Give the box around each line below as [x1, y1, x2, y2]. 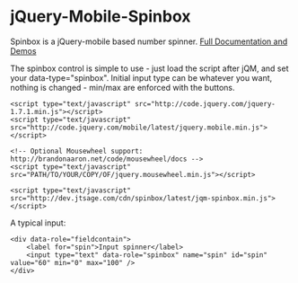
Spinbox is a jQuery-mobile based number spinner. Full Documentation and [10, 36, 288, 47]
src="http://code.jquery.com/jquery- [134, 99, 276, 109]
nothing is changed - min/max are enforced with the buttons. [10, 82, 236, 93]
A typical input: [10, 217, 66, 228]
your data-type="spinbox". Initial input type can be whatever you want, [10, 72, 273, 83]
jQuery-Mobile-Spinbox [10, 6, 191, 27]
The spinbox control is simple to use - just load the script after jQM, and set [10, 63, 289, 74]
